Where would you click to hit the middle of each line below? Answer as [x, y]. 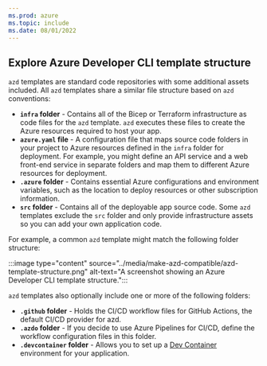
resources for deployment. [63, 173]
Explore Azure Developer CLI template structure [130, 62]
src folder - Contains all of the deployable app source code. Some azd [135, 207]
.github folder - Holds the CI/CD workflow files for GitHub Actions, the [136, 311]
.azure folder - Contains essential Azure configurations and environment [139, 182]
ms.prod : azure [33, 16]
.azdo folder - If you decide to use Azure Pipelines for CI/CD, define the [137, 328]
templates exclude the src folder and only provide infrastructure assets [136, 216]
